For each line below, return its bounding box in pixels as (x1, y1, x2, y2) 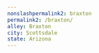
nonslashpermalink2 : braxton (7, 10, 92, 17)
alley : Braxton (7, 23, 52, 30)
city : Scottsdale (7, 29, 58, 36)
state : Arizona (7, 36, 52, 43)
